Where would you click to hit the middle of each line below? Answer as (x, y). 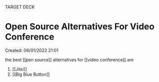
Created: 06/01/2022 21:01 (32, 50)
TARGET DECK (20, 7)
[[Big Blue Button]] (31, 74)
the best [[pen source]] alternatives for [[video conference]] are (69, 60)
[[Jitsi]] (19, 69)
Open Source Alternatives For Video (80, 27)
